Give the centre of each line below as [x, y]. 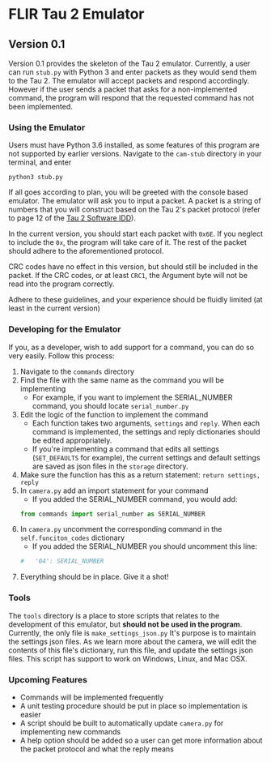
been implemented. [40, 107]
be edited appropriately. [72, 440]
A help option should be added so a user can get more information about [141, 740]
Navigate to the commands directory [77, 371]
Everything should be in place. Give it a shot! [94, 577]
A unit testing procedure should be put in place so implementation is [134, 705]
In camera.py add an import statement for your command [114, 490]
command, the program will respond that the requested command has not [131, 98]
